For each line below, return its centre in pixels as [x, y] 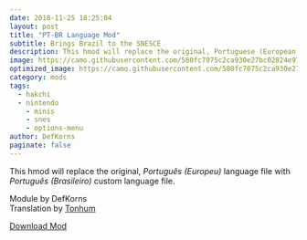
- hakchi [34, 94]
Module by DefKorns [48, 198]
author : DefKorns [42, 137]
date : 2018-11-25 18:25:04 [61, 18]
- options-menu [55, 129]
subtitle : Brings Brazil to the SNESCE [85, 43]
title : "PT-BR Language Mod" [65, 35]
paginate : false [40, 145]
